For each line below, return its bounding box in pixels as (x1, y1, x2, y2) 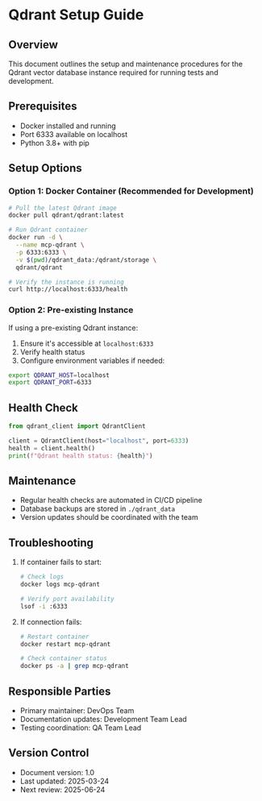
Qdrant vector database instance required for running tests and (8, 68, 219, 77)
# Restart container (19, 633, 89, 641)
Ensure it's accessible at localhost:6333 (19, 338, 154, 348)
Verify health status (19, 347, 85, 356)
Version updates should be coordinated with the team (19, 513, 199, 522)
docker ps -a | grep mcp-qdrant (19, 662, 129, 670)
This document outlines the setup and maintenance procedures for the (8, 59, 243, 68)
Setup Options (8, 161, 82, 175)
